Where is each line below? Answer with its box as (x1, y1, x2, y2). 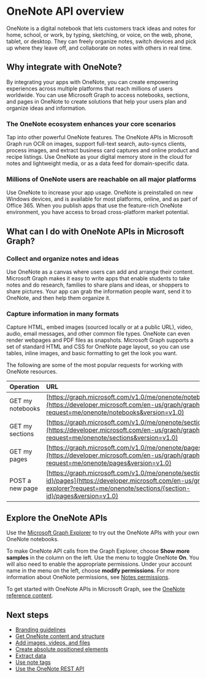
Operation (9, 382, 40, 391)
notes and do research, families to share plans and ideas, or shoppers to (6, 281, 189, 289)
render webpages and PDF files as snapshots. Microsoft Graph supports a (6, 336, 194, 344)
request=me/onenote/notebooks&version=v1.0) (45, 408, 185, 417)
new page (9, 484, 38, 493)
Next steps (6, 609, 49, 620)
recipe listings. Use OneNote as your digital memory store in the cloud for (6, 153, 192, 161)
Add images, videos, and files (15, 639, 91, 646)
